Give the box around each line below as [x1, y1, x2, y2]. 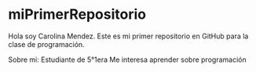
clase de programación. [8, 39, 85, 49]
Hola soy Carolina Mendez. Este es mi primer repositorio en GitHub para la [8, 31, 249, 41]
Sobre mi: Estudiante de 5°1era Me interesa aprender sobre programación [8, 55, 247, 64]
